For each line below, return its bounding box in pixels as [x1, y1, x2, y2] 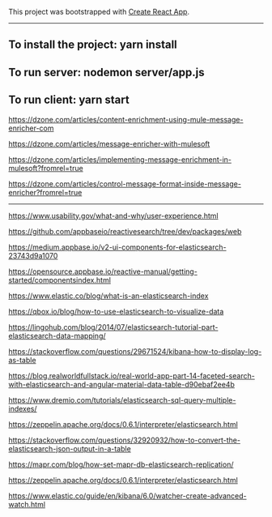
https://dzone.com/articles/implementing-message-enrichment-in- [8, 154, 232, 164]
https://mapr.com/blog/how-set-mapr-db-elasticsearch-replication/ [8, 459, 234, 469]
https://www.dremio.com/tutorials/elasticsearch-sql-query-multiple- [8, 395, 236, 404]
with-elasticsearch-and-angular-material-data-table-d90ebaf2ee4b [8, 379, 235, 389]
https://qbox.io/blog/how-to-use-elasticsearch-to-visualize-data [8, 306, 224, 316]
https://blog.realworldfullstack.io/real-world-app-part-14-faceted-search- [8, 370, 255, 380]
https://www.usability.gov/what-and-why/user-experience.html [8, 211, 219, 220]
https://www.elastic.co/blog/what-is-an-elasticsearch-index [8, 291, 209, 301]
